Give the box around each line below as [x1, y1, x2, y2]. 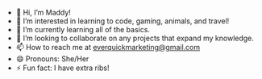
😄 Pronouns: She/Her [15, 54, 89, 64]
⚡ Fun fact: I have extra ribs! [15, 63, 110, 73]
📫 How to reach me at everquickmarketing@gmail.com [15, 43, 200, 52]
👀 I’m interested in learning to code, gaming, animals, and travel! [15, 16, 230, 26]
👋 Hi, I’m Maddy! [15, 8, 71, 17]
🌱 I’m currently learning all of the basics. [15, 25, 151, 34]
